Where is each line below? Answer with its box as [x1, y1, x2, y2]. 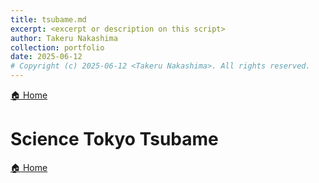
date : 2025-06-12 [10, 52, 83, 62]
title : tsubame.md [10, 14, 87, 25]
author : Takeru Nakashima [10, 33, 118, 43]
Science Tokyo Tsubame [10, 128, 219, 151]
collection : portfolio [10, 42, 105, 53]
